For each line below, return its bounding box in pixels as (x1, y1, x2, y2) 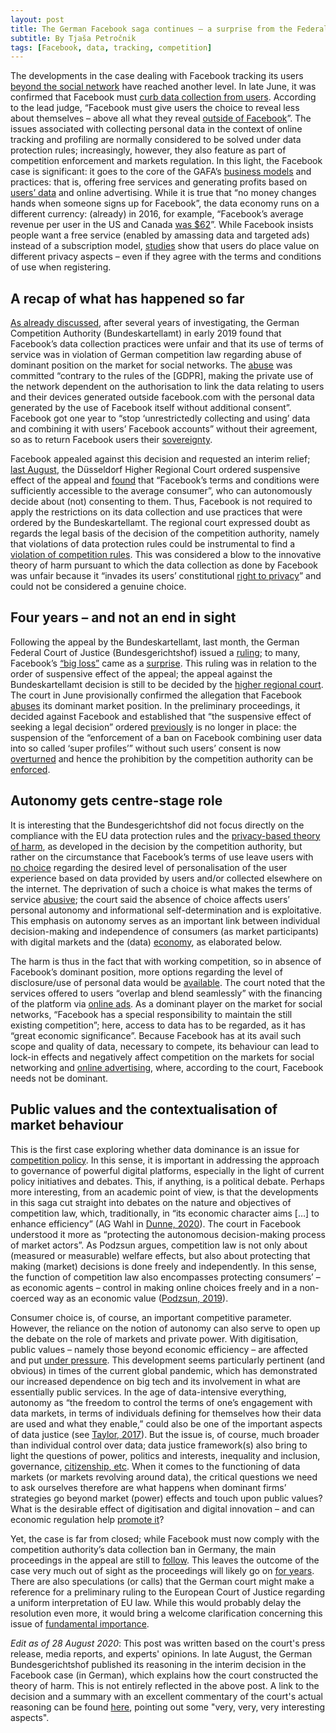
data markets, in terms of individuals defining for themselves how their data (10, 1407, 322, 1419)
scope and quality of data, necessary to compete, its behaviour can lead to (10, 1040, 320, 1052)
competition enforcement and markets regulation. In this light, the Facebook (10, 155, 323, 167)
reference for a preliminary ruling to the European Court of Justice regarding (10, 1586, 326, 1598)
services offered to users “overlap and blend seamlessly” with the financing (10, 987, 323, 999)
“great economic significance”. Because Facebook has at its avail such (10, 1029, 302, 1041)
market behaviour (10, 1117, 124, 1134)
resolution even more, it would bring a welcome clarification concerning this (10, 1607, 323, 1619)
